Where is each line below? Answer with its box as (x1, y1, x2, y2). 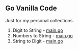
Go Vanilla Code (5, 4, 57, 13)
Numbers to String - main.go (12, 32, 73, 38)
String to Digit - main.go (12, 38, 63, 44)
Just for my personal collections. (5, 17, 74, 23)
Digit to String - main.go (12, 27, 63, 33)
